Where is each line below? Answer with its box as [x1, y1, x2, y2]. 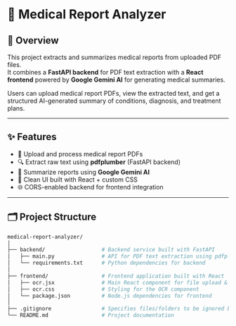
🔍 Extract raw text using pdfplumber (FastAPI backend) [17, 158, 181, 166]
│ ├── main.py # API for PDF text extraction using [7, 253, 212, 260]
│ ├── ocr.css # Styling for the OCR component [7, 285, 199, 293]
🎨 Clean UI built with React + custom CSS [17, 175, 138, 184]
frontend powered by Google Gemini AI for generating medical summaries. [7, 75, 226, 84]
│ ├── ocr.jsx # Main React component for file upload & [7, 279, 228, 286]
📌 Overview [7, 35, 59, 46]
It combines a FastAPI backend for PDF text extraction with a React [7, 68, 204, 76]
